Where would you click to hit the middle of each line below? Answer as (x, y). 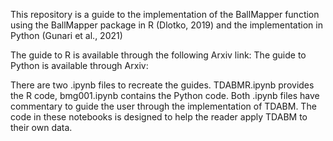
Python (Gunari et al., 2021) (66, 35)
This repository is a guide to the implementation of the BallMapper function (165, 14)
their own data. (41, 127)
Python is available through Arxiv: (79, 65)
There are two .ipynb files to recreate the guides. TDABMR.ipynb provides (162, 85)
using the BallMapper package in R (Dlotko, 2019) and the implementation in (166, 25)
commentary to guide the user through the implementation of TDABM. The (163, 106)
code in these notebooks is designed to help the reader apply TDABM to (159, 117)
